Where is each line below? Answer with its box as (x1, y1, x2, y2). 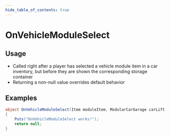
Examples (5, 94, 37, 103)
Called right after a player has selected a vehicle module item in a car (12, 63, 158, 69)
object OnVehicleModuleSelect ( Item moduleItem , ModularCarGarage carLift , (5, 107, 167, 112)
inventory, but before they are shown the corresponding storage (12, 68, 148, 74)
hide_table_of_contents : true (5, 7, 70, 13)
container (12, 74, 33, 80)
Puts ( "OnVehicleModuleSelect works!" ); (14, 117, 99, 122)
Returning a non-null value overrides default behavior (12, 79, 125, 85)
